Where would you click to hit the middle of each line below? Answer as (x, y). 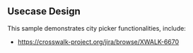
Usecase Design (44, 12)
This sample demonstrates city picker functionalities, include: (96, 28)
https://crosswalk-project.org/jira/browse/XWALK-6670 (98, 42)
